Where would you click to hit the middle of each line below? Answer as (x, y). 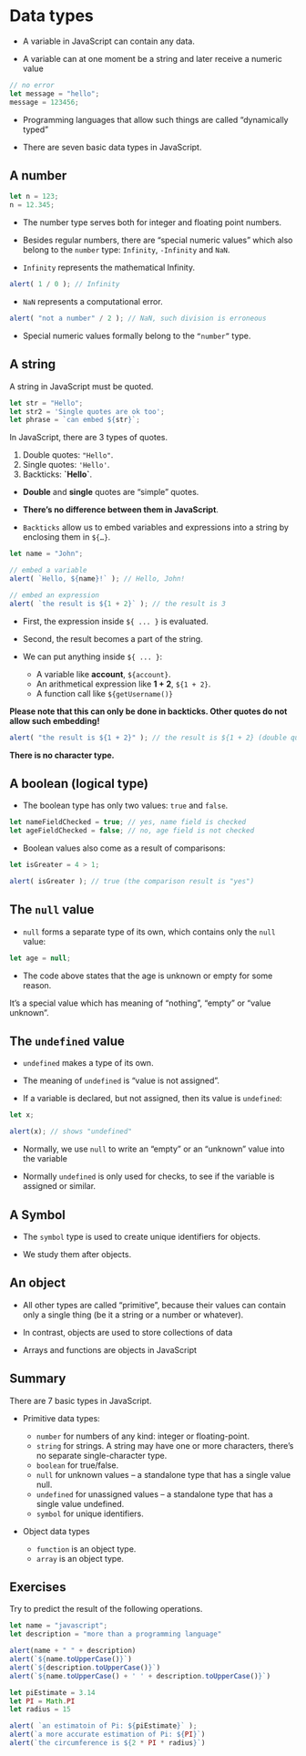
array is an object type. (80, 1558)
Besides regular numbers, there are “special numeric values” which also (158, 240)
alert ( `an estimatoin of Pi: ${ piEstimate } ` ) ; (103, 1726)
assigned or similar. (59, 1186)
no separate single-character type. (102, 1455)
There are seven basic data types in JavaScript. (112, 147)
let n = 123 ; (34, 197)
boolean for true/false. (77, 1465)
